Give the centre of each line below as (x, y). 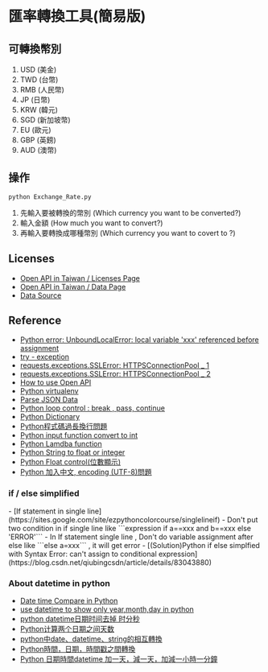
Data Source (41, 295)
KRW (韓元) (39, 110)
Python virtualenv (49, 391)
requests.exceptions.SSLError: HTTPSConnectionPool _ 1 (115, 365)
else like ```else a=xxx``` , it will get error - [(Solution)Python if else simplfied (134, 545)
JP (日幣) (35, 100)
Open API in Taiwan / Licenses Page (80, 278)
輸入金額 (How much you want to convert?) (91, 223)
